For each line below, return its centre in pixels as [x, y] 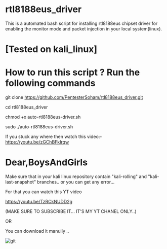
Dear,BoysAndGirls [46, 163]
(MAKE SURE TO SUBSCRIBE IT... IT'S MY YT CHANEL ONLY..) [71, 211]
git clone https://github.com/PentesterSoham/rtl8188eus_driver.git [74, 97]
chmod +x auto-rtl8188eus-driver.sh [43, 117]
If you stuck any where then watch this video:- [54, 137]
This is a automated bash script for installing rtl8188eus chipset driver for [81, 23]
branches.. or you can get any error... [76, 182]
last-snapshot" [21, 182]
